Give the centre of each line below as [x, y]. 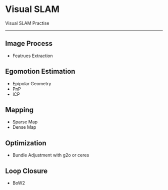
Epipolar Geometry [32, 83]
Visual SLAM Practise [27, 23]
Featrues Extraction [32, 56]
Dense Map [24, 127]
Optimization [26, 143]
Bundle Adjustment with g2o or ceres [51, 155]
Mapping [19, 110]
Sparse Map [25, 122]
